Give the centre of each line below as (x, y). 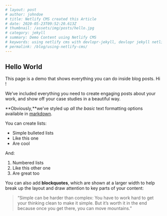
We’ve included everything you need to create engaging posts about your (81, 94)
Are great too (26, 173)
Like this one (25, 138)
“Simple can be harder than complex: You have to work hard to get (85, 198)
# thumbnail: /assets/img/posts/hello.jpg (50, 28)
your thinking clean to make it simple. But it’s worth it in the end (82, 203)
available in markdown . (29, 114)
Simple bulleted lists (33, 133)
